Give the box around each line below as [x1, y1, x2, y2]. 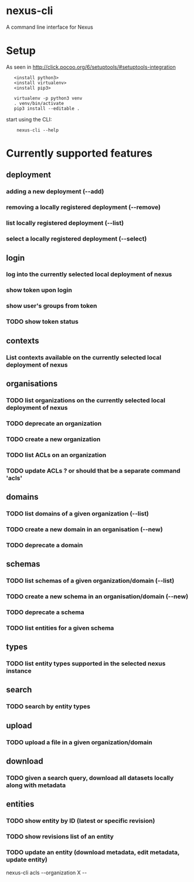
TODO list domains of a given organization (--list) [6, 509, 149, 517]
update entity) [6, 856, 48, 864]
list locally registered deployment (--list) [6, 219, 124, 227]
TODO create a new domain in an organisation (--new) [6, 525, 163, 533]
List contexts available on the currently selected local [6, 353, 162, 361]
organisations [6, 378, 58, 388]
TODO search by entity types [6, 703, 91, 711]
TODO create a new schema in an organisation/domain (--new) [6, 592, 189, 601]
